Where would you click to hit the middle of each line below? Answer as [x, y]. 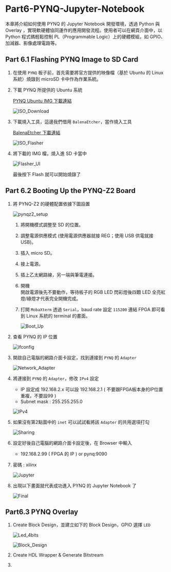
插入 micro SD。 [37, 253]
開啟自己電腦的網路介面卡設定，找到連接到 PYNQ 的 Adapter [75, 357]
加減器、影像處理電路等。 [32, 43]
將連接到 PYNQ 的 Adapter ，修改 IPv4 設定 [56, 378]
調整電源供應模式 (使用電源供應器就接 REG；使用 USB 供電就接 [87, 235]
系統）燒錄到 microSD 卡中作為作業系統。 [57, 79]
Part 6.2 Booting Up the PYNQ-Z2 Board [71, 191]
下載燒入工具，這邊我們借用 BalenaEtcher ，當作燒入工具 [72, 122]
